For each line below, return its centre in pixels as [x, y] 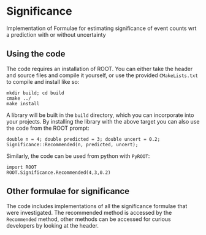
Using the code [36, 54]
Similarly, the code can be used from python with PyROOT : [78, 156]
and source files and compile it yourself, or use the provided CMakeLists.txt [102, 75]
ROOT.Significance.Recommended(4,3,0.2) [59, 173]
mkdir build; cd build [35, 93]
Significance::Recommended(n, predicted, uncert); [72, 144]
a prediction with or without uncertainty [56, 34]
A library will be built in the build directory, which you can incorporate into [100, 115]
